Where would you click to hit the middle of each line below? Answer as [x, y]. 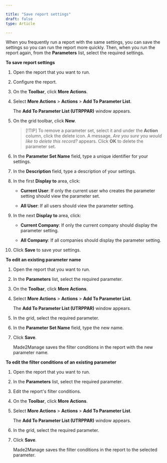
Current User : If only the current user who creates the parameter [88, 191]
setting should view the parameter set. [60, 196]
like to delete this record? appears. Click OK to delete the [84, 141]
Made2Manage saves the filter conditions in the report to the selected [85, 450]
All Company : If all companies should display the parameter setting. [91, 240]
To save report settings [30, 63]
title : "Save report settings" [38, 14]
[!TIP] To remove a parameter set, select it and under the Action [92, 130]
